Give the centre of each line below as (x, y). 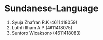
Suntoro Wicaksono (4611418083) (46, 33)
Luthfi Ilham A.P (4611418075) (42, 27)
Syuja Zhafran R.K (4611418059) (45, 22)
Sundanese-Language (51, 9)
